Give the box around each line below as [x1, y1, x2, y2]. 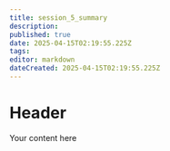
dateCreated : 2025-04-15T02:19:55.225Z [9, 64, 161, 73]
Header [9, 103, 66, 123]
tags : [9, 47, 30, 56]
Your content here [9, 132, 77, 143]
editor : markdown [9, 55, 75, 64]
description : [9, 22, 59, 31]
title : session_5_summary [9, 13, 107, 23]
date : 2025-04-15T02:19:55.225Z [9, 38, 132, 48]
